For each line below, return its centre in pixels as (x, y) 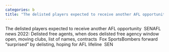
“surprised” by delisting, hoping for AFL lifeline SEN (59, 44)
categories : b (20, 10)
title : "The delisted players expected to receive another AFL (73, 14)
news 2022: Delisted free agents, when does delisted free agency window (82, 34)
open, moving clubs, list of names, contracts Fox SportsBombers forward (81, 39)
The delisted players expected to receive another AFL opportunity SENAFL (83, 28)
